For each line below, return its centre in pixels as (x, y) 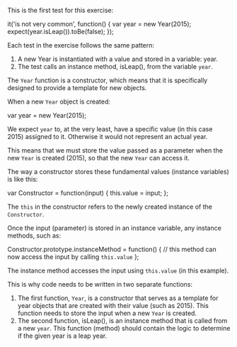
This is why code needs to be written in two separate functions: (100, 284)
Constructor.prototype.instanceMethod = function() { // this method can (112, 249)
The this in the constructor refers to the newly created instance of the (110, 206)
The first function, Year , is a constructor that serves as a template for (118, 298)
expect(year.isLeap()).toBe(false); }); (61, 32)
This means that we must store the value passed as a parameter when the (115, 150)
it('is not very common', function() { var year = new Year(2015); (99, 24)
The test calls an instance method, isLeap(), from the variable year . (115, 66)
